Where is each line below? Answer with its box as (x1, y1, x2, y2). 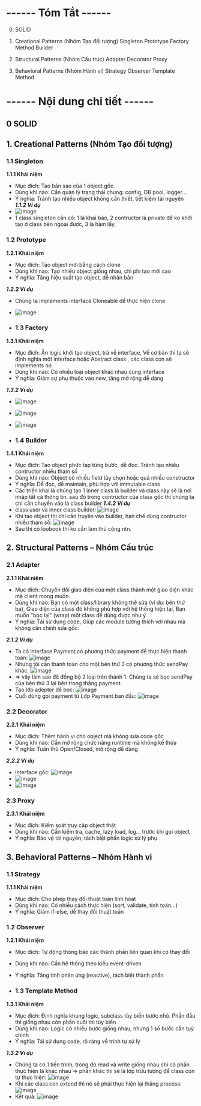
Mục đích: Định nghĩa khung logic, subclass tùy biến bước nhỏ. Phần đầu (14, 1012, 196, 1019)
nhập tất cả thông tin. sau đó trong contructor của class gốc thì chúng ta (14, 493, 194, 501)
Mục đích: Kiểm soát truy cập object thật (14, 822, 116, 829)
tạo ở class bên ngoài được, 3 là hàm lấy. (14, 221, 116, 228)
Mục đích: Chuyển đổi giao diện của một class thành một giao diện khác (14, 586, 194, 593)
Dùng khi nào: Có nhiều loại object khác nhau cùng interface (14, 368, 165, 375)
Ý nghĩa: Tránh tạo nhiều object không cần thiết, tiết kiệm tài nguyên (14, 195, 184, 203)
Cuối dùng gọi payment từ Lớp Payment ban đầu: (14, 692, 137, 700)
